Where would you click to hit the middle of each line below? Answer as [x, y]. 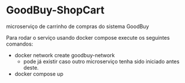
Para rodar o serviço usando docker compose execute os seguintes [88, 37]
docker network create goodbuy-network [65, 55]
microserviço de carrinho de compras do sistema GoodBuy [78, 26]
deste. [31, 67]
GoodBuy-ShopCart [55, 10]
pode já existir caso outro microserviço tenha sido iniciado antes [101, 61]
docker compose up [39, 74]
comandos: [20, 44]
